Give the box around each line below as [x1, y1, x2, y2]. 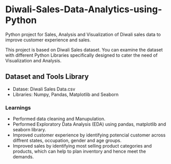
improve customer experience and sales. [5, 37, 91, 43]
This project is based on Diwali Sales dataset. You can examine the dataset [5, 46, 163, 53]
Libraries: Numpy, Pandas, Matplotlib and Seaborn [12, 91, 119, 98]
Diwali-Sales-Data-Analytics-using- [5, 4, 162, 15]
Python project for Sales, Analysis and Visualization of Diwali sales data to [5, 31, 161, 37]
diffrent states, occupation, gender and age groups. [12, 137, 121, 144]
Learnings [5, 104, 31, 111]
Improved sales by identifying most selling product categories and [12, 143, 152, 149]
